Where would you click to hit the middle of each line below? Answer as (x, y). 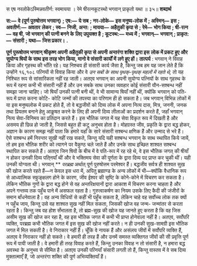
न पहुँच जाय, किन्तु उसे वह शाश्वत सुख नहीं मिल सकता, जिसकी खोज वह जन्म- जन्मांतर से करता (94, 204)
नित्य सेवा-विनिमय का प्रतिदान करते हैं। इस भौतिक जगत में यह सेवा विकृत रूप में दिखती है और (92, 118)
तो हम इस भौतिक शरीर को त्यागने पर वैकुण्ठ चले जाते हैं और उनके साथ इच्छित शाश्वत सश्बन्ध (91, 144)
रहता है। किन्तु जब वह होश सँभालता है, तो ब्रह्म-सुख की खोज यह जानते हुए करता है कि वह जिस (93, 210)
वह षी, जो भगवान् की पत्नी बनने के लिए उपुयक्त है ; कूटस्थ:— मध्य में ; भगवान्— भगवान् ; (94, 34)
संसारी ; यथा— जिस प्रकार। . (40, 40)
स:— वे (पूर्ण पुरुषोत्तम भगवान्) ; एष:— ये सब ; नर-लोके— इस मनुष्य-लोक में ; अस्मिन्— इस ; (93, 21)
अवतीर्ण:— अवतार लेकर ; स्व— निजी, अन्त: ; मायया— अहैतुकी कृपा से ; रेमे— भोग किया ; (90, 27)
